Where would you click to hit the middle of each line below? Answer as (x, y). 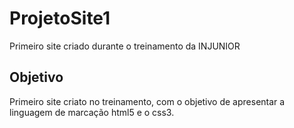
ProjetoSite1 (60, 18)
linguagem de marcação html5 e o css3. (92, 112)
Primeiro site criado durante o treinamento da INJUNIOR (125, 46)
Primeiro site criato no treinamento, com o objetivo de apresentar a (147, 101)
